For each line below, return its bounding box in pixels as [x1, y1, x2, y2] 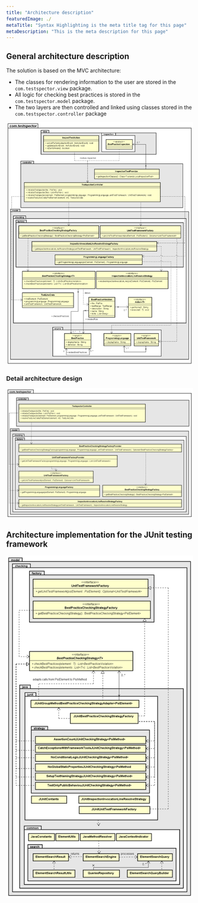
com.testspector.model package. [14, 98, 95, 105]
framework [6, 539, 48, 550]
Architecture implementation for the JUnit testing [6, 530, 193, 540]
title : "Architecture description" [6, 10, 94, 15]
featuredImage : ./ [6, 15, 52, 22]
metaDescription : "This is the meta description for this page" [6, 29, 168, 35]
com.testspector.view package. [14, 85, 92, 92]
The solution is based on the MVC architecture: [6, 67, 122, 74]
